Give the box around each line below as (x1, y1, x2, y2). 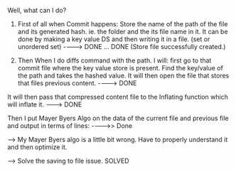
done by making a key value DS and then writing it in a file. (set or (17, 35, 210, 43)
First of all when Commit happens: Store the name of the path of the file (17, 20, 228, 28)
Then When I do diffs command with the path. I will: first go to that (17, 56, 212, 65)
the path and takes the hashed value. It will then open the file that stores (17, 71, 230, 80)
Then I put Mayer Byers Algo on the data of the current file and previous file (7, 114, 229, 122)
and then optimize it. (7, 143, 68, 151)
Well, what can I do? (7, 6, 67, 14)
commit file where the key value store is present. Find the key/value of (17, 64, 224, 72)
